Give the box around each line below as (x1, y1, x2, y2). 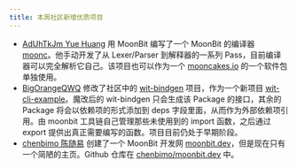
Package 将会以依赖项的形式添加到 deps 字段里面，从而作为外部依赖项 (21, 104, 281, 115)
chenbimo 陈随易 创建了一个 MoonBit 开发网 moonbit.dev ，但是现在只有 (21, 138, 285, 149)
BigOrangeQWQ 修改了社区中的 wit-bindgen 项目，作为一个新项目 (21, 82, 264, 93)
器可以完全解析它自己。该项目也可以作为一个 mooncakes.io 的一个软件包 (21, 60, 288, 71)
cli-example (21, 94, 66, 104)
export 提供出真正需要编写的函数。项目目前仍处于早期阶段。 (21, 126, 243, 137)
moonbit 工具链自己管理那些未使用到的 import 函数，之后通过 (47, 116, 272, 126)
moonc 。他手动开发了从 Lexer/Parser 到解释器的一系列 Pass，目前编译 (21, 50, 282, 60)
